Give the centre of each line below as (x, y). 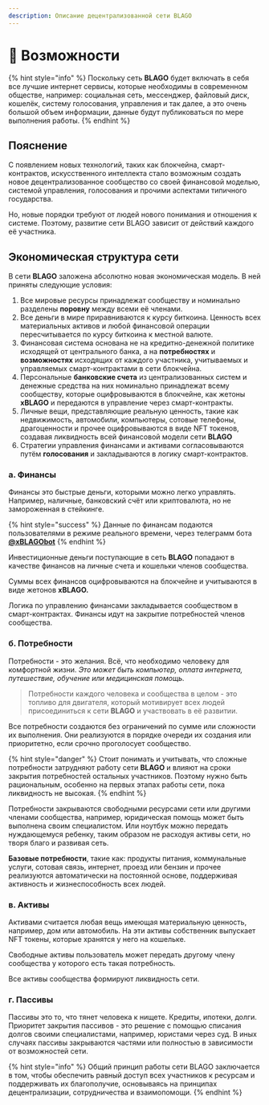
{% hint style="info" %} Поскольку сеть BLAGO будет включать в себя (129, 78)
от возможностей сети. (48, 1051)
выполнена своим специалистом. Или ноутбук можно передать (118, 826)
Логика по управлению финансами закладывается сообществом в (123, 606)
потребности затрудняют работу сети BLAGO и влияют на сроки (120, 767)
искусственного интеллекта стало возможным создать (146, 173)
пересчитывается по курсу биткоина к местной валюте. (116, 335)
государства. (31, 199)
